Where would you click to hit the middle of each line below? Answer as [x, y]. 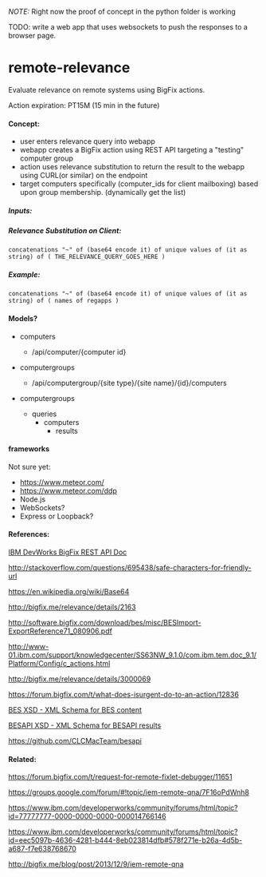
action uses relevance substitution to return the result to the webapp [132, 167]
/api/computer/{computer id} [79, 351]
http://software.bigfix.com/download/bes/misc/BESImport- [105, 623]
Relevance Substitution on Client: [65, 231]
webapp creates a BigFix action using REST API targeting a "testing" [132, 150]
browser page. [32, 36]
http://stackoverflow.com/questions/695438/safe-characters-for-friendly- [130, 568]
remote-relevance [69, 68]
